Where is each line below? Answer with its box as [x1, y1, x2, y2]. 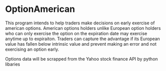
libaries [5, 61, 20, 67]
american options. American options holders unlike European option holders [5, 25, 161, 31]
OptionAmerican [5, 3, 76, 15]
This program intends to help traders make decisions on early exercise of [5, 20, 155, 26]
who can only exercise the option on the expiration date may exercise [5, 30, 148, 36]
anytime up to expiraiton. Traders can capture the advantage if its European [5, 36, 160, 42]
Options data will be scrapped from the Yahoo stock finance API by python [5, 56, 158, 62]
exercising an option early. [5, 46, 60, 52]
